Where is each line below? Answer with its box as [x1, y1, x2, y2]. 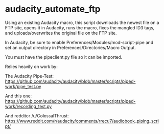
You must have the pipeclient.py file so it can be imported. [5, 54, 122, 60]
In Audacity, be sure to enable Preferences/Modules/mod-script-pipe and [5, 39, 153, 45]
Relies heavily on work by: [5, 64, 58, 69]
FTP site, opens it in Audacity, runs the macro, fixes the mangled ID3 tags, [5, 24, 155, 30]
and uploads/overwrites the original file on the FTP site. [5, 30, 117, 36]
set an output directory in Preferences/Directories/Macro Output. [5, 45, 136, 50]
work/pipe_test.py [5, 83, 42, 89]
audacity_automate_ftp [5, 3, 101, 15]
